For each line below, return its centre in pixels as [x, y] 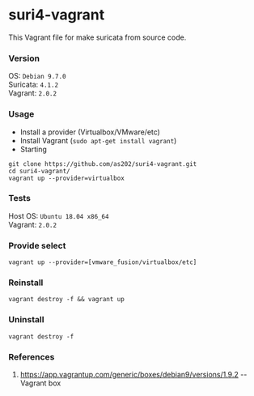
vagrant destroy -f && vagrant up [67, 300]
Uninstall [26, 320]
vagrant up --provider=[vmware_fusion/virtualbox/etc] [103, 262]
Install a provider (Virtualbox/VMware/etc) [90, 132]
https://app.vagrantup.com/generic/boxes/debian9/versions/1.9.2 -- [133, 375]
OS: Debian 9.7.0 [37, 76]
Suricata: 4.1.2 [34, 85]
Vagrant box [40, 383]
